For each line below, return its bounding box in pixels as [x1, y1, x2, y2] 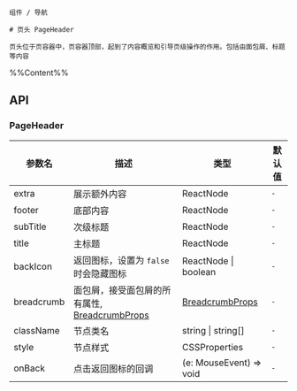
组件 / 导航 [9, 8, 49, 17]
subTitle [13, 220, 47, 233]
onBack [13, 362, 46, 374]
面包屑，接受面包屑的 [73, 284, 163, 296]
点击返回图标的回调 [73, 362, 154, 374]
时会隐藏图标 [73, 267, 127, 280]
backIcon [13, 260, 53, 272]
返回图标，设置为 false [73, 254, 170, 266]
